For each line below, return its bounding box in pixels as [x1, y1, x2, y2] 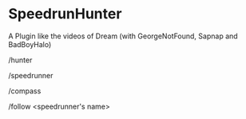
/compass [8, 85, 42, 96]
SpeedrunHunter [8, 5, 122, 23]
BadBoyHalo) [8, 39, 52, 49]
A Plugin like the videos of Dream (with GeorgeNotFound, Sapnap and [8, 31, 238, 41]
